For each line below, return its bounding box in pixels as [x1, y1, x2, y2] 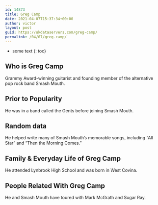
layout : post [5, 26, 32, 30]
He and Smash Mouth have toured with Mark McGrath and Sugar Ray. [5, 194, 146, 200]
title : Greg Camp [5, 12, 41, 17]
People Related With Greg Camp [5, 181, 105, 190]
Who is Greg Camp [5, 62, 64, 71]
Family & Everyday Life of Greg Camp [5, 154, 121, 162]
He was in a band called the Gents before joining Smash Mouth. [5, 107, 134, 113]
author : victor [5, 21, 36, 26]
